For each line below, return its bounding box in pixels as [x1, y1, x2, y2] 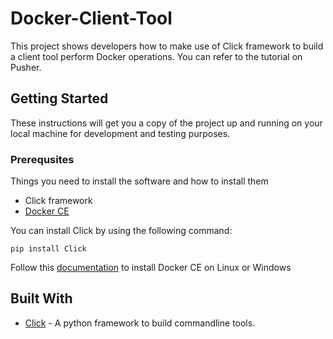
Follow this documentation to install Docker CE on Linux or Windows [10, 262, 292, 274]
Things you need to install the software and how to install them [10, 175, 269, 187]
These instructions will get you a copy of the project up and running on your [10, 117, 323, 129]
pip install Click [10, 244, 87, 254]
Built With [10, 290, 73, 307]
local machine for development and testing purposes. [10, 127, 231, 139]
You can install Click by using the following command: [10, 225, 233, 237]
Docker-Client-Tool [10, 7, 173, 30]
